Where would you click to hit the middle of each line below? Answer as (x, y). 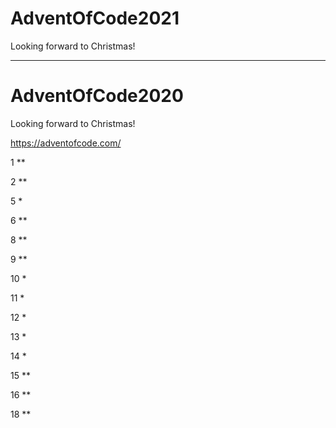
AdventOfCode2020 (97, 96)
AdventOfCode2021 (95, 18)
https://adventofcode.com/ (66, 143)
